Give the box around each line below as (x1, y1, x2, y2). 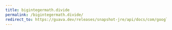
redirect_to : (5, 17, 33, 22)
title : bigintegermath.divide (5, 7, 70, 13)
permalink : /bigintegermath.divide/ (5, 12, 83, 17)
